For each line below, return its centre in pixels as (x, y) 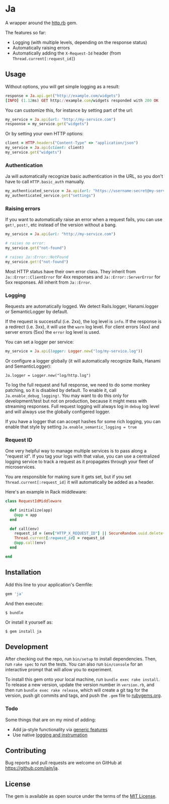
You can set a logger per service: (39, 342)
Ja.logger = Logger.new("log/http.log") (48, 375)
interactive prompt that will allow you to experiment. (59, 670)
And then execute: (24, 604)
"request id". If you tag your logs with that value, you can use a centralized (82, 456)
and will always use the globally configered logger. (58, 412)
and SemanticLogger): (28, 366)
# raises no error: (26, 243)
